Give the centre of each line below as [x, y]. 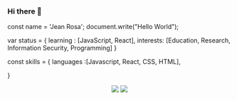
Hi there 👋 [25, 11]
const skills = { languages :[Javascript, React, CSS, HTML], [94, 62]
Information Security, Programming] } [62, 48]
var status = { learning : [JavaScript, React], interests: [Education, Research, [119, 40]
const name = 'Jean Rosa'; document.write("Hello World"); [93, 27]
